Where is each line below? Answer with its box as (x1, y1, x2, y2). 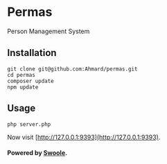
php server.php (7, 120, 51, 128)
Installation (7, 47, 57, 59)
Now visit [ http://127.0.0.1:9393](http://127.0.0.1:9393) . (7, 133, 161, 141)
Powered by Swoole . (7, 149, 68, 157)
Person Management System (7, 27, 90, 35)
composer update (7, 78, 54, 84)
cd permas (7, 71, 36, 78)
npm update (7, 84, 39, 91)
